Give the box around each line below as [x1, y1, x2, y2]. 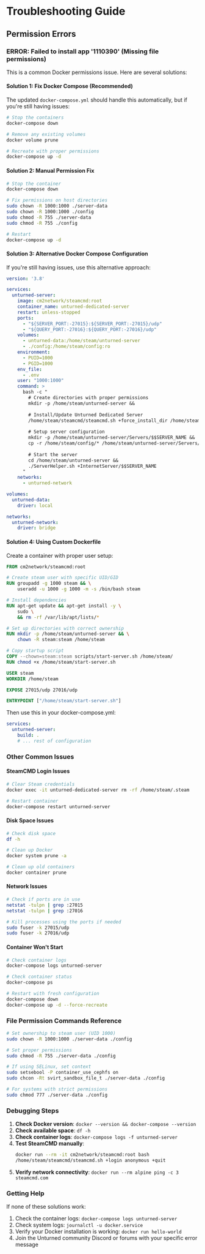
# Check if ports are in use [6, 896, 81, 903]
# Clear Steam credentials [6, 781, 75, 787]
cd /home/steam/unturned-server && [28, 457, 119, 464]
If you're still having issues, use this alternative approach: [6, 263, 151, 271]
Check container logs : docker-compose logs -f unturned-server [15, 1133, 178, 1141]
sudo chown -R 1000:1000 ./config [6, 209, 95, 215]
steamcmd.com [15, 1174, 49, 1181]
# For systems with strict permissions [6, 1086, 108, 1092]
